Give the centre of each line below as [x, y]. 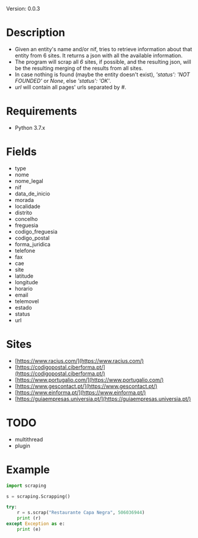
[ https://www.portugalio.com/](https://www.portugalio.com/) [89, 380]
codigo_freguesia [36, 231]
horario [23, 288]
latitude [24, 276]
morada [24, 200]
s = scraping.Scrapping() [38, 496]
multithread [29, 439]
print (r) [29, 518]
